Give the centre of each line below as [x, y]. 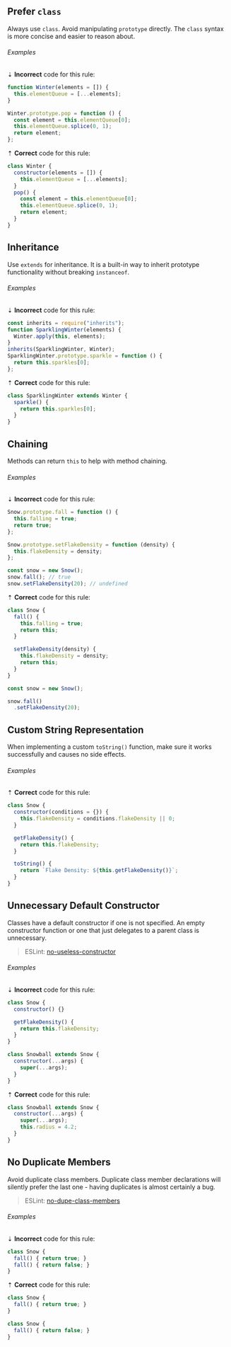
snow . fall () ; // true [39, 577]
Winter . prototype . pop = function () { [64, 113]
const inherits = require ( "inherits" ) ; [66, 323]
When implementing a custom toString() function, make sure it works [109, 747]
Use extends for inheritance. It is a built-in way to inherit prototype [103, 264]
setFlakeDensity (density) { [55, 649]
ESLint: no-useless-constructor [70, 951]
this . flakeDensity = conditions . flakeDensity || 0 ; [97, 819]
